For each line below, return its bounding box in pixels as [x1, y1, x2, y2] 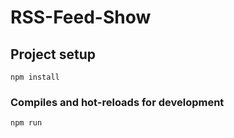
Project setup [10, 46, 97, 63]
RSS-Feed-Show [10, 6, 152, 29]
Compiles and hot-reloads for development [10, 95, 225, 109]
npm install [10, 72, 60, 82]
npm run [10, 118, 43, 128]
